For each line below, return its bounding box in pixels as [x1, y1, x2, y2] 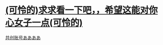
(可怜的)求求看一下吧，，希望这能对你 [5, 4, 158, 16]
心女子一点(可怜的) [5, 17, 83, 28]
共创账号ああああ [5, 34, 41, 40]
